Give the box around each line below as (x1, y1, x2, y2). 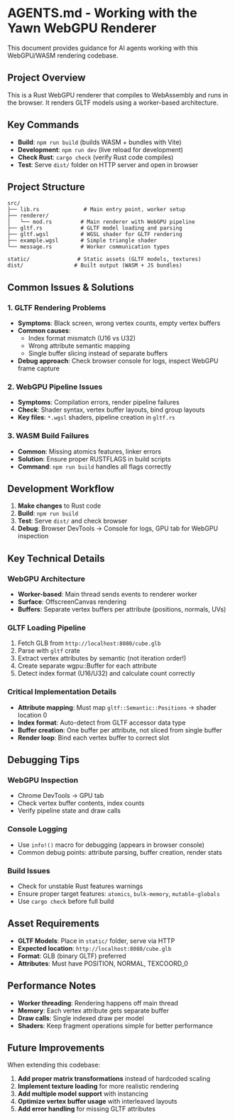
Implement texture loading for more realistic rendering (17, 1082, 180, 1091)
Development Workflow (7, 483, 115, 495)
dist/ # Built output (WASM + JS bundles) (7, 262, 182, 270)
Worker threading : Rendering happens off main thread (17, 998, 179, 1007)
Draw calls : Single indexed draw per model (17, 1013, 144, 1022)
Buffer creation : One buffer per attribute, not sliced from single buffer (17, 725, 222, 734)
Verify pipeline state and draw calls (17, 806, 121, 815)
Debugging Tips (7, 754, 80, 766)
